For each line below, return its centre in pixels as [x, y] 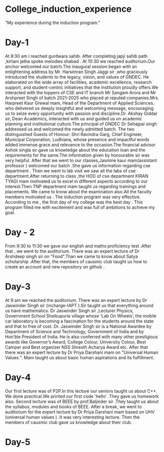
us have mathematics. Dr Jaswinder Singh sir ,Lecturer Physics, [69, 311]
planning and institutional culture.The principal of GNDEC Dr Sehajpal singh [81, 124]
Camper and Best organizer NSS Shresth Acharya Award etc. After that [77, 347]
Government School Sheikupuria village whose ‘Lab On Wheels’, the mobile [81, 316]
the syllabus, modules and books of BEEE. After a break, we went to [73, 406]
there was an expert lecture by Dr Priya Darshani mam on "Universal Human [82, 352]
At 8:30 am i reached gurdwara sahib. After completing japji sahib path [76, 56]
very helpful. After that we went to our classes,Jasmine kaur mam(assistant [81, 160]
